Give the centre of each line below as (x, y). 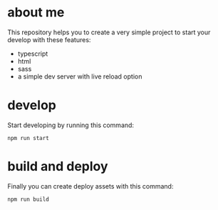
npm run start (28, 138)
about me (36, 12)
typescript (33, 54)
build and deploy (58, 167)
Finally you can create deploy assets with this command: (90, 186)
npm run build (28, 199)
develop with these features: (49, 39)
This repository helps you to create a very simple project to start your (109, 32)
